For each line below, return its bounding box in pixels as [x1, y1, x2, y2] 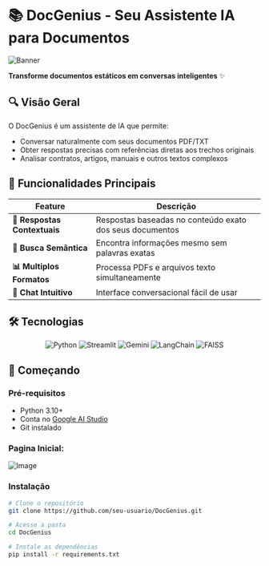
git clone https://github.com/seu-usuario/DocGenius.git [8, 507, 203, 515]
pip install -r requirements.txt [8, 551, 120, 559]
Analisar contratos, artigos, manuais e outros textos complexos [19, 153, 228, 163]
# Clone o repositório [8, 499, 84, 507]
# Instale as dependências [8, 543, 98, 552]
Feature [34, 200, 66, 212]
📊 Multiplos [12, 261, 60, 272]
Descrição [156, 200, 197, 212]
